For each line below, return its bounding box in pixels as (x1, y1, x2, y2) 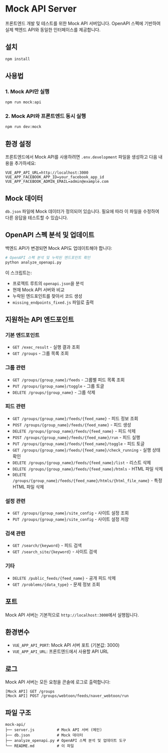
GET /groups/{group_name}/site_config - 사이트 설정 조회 (12, 510, 129, 516)
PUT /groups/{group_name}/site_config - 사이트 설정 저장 (12, 516, 129, 522)
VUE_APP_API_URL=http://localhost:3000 (5, 170, 89, 175)
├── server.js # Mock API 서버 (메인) (5, 727, 102, 732)
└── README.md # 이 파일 (5, 743, 74, 748)
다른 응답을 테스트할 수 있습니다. (5, 215, 69, 221)
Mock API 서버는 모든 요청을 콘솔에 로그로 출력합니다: (5, 679, 111, 685)
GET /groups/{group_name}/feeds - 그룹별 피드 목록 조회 (12, 376, 125, 383)
